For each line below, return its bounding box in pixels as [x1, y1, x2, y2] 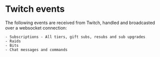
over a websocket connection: [5, 25, 67, 30]
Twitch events [5, 3, 65, 15]
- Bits [5, 43, 19, 48]
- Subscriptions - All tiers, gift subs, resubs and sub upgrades [5, 34, 146, 39]
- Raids [5, 38, 21, 44]
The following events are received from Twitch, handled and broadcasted [5, 20, 156, 26]
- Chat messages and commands [5, 47, 68, 52]
